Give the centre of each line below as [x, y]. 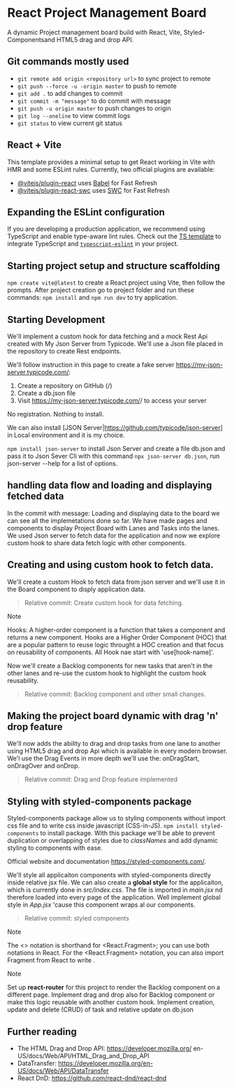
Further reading [42, 1031]
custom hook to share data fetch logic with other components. [97, 542]
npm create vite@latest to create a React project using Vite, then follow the [116, 283]
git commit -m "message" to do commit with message [94, 101]
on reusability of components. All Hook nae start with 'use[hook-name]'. [111, 652]
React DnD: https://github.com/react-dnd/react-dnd [92, 1079]
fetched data [36, 497]
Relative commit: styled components [76, 918]
